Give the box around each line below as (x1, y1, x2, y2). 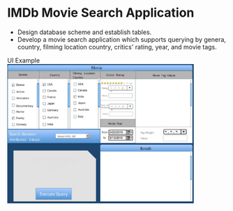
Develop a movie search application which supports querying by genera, (17, 35, 227, 43)
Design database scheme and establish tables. (17, 28, 152, 36)
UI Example (7, 56, 40, 64)
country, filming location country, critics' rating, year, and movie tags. (17, 42, 218, 51)
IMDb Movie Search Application (7, 5, 195, 21)
